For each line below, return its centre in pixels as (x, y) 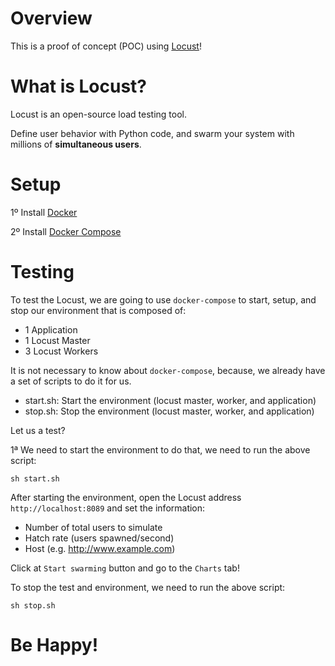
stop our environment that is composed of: (98, 310)
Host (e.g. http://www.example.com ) (100, 548)
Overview (51, 18)
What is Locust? (79, 86)
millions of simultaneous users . (76, 144)
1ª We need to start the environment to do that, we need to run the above (160, 449)
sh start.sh (35, 478)
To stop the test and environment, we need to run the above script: (148, 587)
